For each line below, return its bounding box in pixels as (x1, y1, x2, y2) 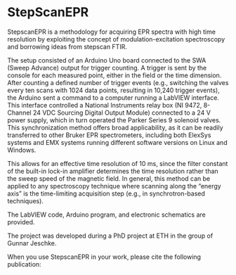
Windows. (7, 146, 37, 154)
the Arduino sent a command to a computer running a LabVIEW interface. (7, 93, 220, 102)
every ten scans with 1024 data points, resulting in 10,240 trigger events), (7, 86, 220, 94)
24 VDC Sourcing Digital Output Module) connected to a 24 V (32, 108, 211, 117)
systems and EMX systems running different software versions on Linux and (7, 138, 228, 146)
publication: (7, 260, 41, 268)
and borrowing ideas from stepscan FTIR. (7, 42, 128, 51)
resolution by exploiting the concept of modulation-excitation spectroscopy (7, 34, 225, 43)
